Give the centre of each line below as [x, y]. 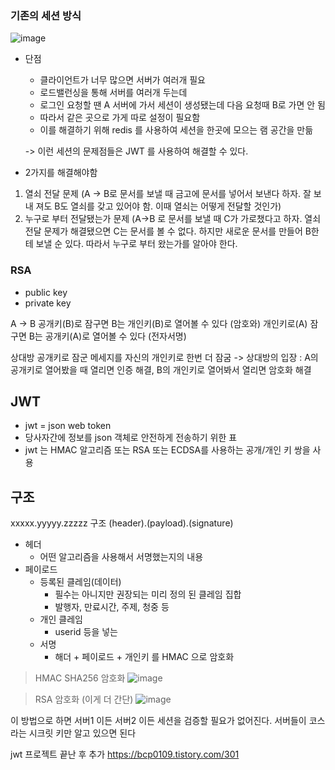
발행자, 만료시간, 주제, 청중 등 [112, 607]
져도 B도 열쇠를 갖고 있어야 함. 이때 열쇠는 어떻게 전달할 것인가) [158, 206]
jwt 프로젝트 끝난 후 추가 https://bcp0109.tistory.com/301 [125, 754]
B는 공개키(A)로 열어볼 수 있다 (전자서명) [107, 336]
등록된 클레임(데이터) [80, 582]
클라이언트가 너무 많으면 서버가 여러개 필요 [123, 80]
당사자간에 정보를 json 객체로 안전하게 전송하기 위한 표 [131, 438]
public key [46, 292]
